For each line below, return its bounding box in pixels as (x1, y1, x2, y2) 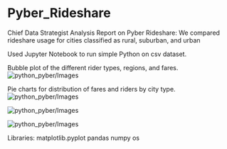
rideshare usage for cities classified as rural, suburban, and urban (7, 35, 201, 44)
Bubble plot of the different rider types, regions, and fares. (7, 63, 179, 72)
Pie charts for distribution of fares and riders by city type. (7, 84, 176, 93)
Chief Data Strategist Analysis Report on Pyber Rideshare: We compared (7, 28, 221, 37)
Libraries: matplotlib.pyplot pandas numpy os (7, 133, 140, 142)
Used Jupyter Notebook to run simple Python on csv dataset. (7, 50, 187, 58)
